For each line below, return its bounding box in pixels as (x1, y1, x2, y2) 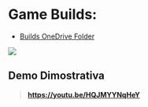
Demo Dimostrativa (8, 69, 105, 83)
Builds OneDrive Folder (19, 31, 95, 41)
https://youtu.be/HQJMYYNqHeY (27, 90, 140, 99)
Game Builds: (8, 6, 97, 24)
